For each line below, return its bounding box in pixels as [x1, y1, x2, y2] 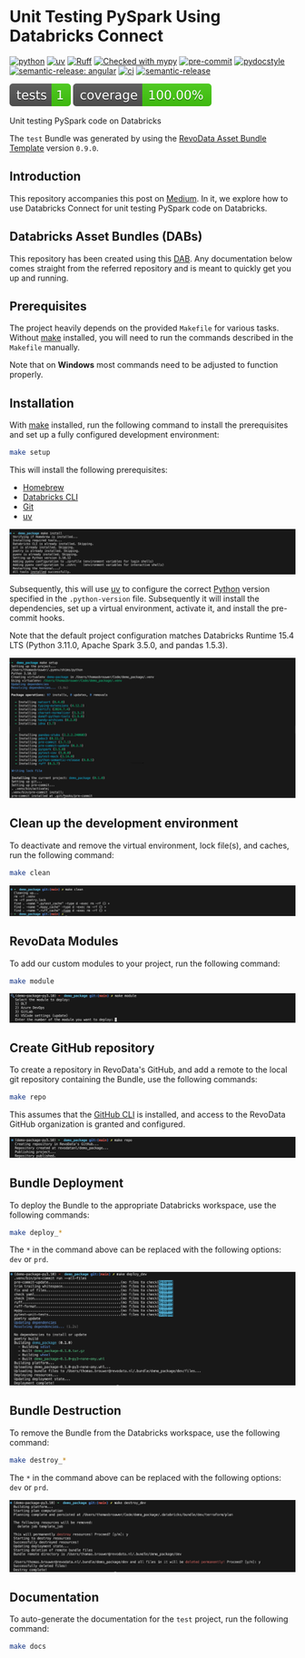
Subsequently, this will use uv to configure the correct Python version [9, 583, 271, 594]
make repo [9, 1092, 47, 1102]
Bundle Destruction [9, 1403, 122, 1418]
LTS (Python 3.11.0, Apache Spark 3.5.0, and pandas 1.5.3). [9, 639, 229, 650]
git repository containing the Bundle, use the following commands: [9, 1074, 258, 1085]
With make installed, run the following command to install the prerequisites [9, 419, 289, 430]
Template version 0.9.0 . [9, 143, 100, 153]
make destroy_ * [9, 1456, 67, 1465]
